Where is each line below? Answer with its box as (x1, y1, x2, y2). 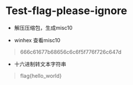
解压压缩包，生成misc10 (14, 24, 73, 31)
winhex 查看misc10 (14, 36, 60, 43)
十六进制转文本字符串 (14, 60, 66, 67)
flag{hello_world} (20, 72, 62, 79)
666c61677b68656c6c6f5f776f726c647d (20, 48, 122, 55)
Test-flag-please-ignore (5, 4, 128, 18)
